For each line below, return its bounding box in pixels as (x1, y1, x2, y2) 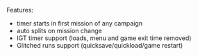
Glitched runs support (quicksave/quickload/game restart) (16, 41, 183, 49)
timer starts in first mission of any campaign (16, 19, 143, 27)
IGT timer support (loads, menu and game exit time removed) (16, 34, 192, 42)
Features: (6, 6, 34, 14)
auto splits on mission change (16, 27, 102, 35)
